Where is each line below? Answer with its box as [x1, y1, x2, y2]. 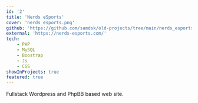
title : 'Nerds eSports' [6, 14, 65, 20]
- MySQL [16, 47, 35, 53]
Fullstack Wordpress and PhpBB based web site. [6, 91, 124, 98]
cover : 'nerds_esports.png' [6, 19, 75, 25]
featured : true [6, 74, 44, 80]
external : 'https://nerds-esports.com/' [6, 31, 107, 36]
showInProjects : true [6, 69, 60, 75]
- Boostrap [16, 52, 44, 58]
